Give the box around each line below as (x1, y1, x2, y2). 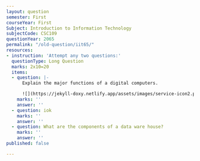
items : (11, 69, 28, 75)
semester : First (6, 14, 46, 20)
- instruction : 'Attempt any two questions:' (6, 53, 121, 59)
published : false (6, 140, 49, 146)
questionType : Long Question (11, 58, 84, 64)
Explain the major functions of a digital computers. (21, 80, 159, 86)
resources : (6, 47, 33, 53)
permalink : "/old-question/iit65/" (6, 42, 95, 48)
